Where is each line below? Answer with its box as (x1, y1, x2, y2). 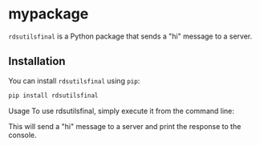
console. (8, 130, 38, 140)
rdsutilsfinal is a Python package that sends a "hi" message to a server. (8, 31, 253, 41)
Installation (8, 55, 66, 68)
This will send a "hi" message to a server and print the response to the (8, 121, 242, 131)
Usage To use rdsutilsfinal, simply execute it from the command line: (8, 106, 235, 116)
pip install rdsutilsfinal (8, 91, 99, 99)
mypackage (8, 5, 89, 23)
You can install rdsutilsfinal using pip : (8, 75, 140, 85)
